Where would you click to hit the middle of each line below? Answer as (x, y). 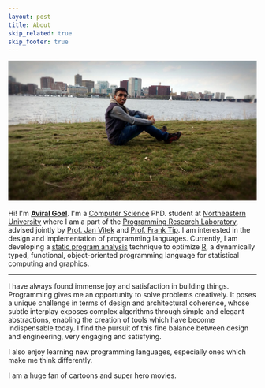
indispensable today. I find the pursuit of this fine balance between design (129, 328)
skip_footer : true (38, 42)
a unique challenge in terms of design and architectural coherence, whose (129, 303)
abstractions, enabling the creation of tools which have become (112, 319)
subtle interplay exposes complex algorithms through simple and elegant (126, 311)
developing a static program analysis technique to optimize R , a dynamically (132, 246)
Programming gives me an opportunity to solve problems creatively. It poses (132, 294)
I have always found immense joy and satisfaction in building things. (119, 286)
